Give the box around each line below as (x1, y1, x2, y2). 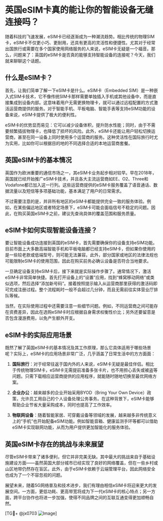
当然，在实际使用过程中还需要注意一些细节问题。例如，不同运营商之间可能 (5, 303, 154, 309)
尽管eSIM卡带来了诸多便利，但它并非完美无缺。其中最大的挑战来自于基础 (5, 454, 151, 460)
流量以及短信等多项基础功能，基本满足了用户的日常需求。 (9, 188, 124, 194)
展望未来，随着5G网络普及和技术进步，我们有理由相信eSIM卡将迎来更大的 (5, 483, 153, 488)
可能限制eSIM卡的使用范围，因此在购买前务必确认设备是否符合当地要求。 (5, 258, 151, 264)
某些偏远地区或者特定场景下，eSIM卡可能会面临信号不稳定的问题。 (17, 204, 151, 210)
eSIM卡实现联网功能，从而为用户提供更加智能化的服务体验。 (12, 424, 133, 431)
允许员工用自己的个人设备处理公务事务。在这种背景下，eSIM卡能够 (20, 396, 154, 402)
